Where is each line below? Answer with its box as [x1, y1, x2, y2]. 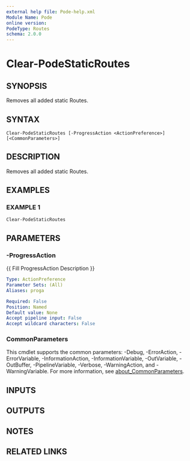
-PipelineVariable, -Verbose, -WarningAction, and [32, 361, 155, 368]
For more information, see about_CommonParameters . [50, 368, 185, 375]
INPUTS [6, 385, 36, 395]
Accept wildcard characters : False [6, 321, 96, 327]
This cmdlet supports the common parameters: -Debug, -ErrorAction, [6, 349, 179, 356]
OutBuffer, [6, 361, 32, 368]
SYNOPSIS [6, 81, 47, 91]
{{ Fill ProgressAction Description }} [6, 265, 95, 272]
